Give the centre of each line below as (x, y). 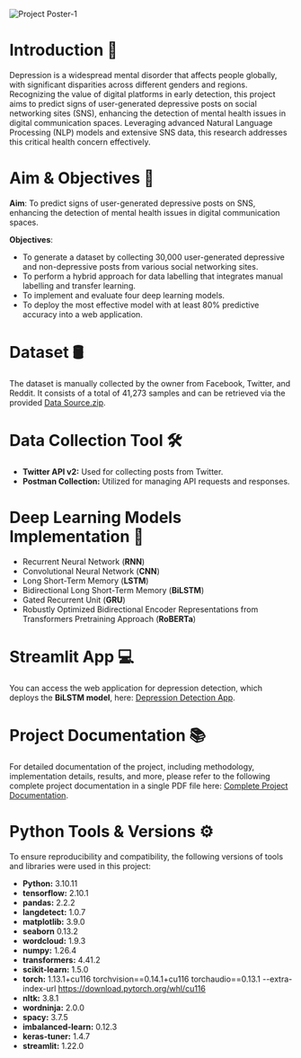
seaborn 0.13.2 (50, 931)
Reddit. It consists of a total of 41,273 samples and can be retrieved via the (147, 393)
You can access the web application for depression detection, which (136, 688)
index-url (39, 988)
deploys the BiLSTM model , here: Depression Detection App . (122, 698)
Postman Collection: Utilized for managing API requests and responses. (156, 481)
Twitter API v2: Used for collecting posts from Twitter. (123, 471)
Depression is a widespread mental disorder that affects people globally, (143, 75)
